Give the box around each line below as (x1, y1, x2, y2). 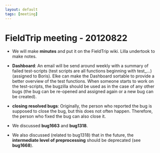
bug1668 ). (12, 142, 33, 148)
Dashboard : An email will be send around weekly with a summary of (12, 63, 149, 69)
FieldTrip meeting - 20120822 (5, 32, 128, 44)
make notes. (12, 54, 37, 60)
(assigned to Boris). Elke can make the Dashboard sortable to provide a (12, 73, 155, 79)
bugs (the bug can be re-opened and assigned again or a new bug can (12, 89, 154, 94)
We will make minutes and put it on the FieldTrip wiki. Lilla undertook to (12, 48, 155, 54)
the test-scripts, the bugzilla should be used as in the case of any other (12, 83, 155, 90)
